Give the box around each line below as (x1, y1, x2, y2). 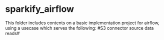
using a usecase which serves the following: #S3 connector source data (5, 25, 154, 31)
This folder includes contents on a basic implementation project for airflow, (5, 20, 159, 26)
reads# (5, 30, 20, 36)
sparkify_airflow (5, 3, 74, 15)
